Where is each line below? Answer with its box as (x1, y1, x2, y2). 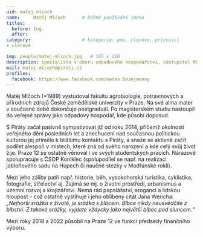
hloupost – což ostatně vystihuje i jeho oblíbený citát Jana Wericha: (6, 193, 174, 200)
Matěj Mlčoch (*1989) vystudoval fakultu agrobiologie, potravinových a (6, 93, 184, 100)
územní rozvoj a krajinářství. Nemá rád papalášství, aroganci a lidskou (6, 187, 180, 194)
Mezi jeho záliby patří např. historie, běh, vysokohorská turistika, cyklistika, (6, 174, 193, 181)
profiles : (6, 70, 31, 76)
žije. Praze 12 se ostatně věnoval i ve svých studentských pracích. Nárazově (6, 149, 196, 157)
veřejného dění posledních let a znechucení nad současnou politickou (6, 130, 180, 137)
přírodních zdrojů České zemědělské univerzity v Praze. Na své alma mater (6, 99, 193, 106)
